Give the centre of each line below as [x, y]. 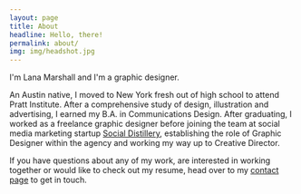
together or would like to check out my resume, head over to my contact [144, 170]
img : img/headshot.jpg [52, 52]
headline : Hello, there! [56, 34]
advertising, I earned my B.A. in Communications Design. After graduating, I [150, 114]
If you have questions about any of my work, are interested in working [140, 160]
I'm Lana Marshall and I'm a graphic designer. [94, 77]
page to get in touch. [49, 180]
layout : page [34, 18]
